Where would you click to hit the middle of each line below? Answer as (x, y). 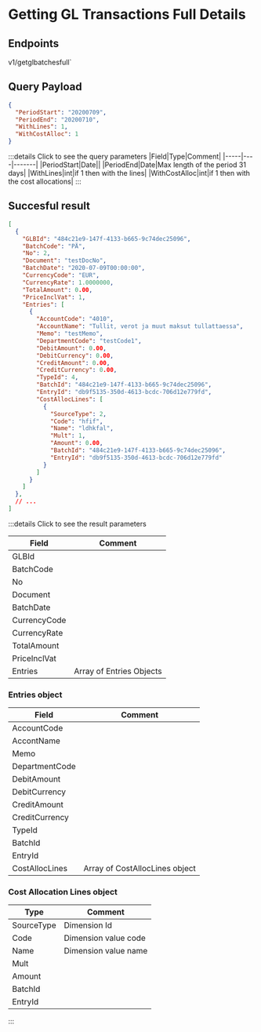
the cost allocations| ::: (45, 181)
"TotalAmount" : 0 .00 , (57, 290)
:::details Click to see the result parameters (77, 523)
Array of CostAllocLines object (140, 869)
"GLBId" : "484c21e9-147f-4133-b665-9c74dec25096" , (107, 239)
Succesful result (49, 206)
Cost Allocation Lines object (63, 892)
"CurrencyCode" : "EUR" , (61, 275)
